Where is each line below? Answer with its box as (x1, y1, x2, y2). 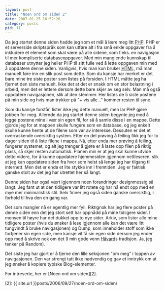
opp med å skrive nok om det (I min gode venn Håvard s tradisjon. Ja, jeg (5, 236, 153, 242)
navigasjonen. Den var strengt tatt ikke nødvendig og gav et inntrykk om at (5, 256, 157, 262)
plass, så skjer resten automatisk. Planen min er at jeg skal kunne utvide (5, 149, 151, 155)
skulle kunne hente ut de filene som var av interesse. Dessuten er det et (5, 127, 151, 133)
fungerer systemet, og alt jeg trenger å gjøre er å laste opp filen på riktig (5, 143, 152, 149)
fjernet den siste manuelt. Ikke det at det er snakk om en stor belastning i (5, 81, 154, 87)
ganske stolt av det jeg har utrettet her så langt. (5, 169, 101, 175)
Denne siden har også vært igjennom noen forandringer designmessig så (5, 179, 154, 185)
